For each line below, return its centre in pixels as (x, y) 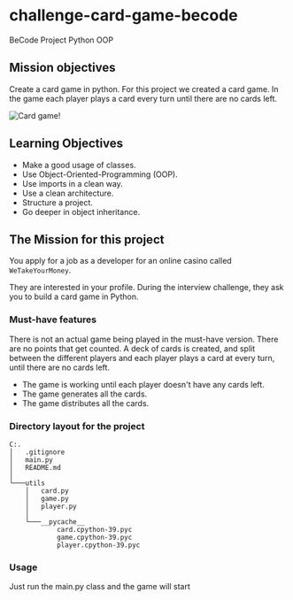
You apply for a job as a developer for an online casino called (120, 261)
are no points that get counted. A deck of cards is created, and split (132, 348)
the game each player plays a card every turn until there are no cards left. (143, 98)
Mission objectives (62, 68)
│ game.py (47, 498)
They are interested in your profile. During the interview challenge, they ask (146, 288)
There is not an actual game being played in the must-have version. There (144, 339)
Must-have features (53, 319)
